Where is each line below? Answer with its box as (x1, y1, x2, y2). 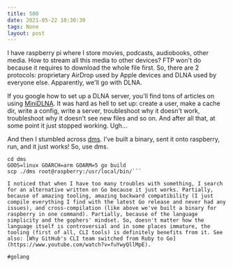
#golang (7, 254, 30, 261)
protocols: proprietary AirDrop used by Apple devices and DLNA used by (7, 71, 217, 79)
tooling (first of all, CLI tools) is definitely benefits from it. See (7, 229, 223, 236)
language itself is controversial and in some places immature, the (7, 223, 211, 230)
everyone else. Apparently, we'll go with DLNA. (7, 78, 143, 87)
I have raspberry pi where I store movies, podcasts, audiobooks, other (7, 49, 209, 57)
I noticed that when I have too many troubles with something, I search (7, 181, 223, 188)
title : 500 (7, 10, 39, 17)
